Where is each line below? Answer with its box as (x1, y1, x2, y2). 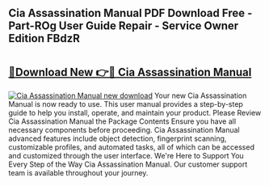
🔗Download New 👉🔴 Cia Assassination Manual (8, 65, 252, 79)
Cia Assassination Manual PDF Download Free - (8, 6, 253, 20)
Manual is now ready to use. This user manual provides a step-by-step (8, 99, 244, 108)
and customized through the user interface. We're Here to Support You (8, 151, 244, 160)
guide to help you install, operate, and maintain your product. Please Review (8, 108, 262, 117)
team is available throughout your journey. (8, 168, 149, 177)
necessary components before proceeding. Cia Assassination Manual (8, 125, 240, 134)
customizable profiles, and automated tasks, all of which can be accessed (8, 142, 254, 152)
